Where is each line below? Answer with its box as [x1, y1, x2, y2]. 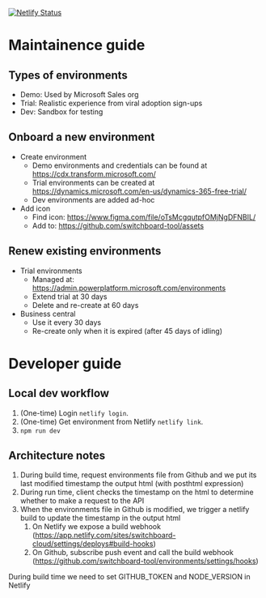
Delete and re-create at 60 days [32, 300, 139, 310]
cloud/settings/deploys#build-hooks [32, 539, 154, 549]
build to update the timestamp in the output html [19, 513, 181, 523]
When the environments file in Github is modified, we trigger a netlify [19, 505, 250, 515]
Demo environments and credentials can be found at [32, 160, 208, 170]
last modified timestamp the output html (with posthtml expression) [19, 479, 244, 489]
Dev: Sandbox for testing [19, 107, 103, 117]
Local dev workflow [8, 387, 110, 400]
